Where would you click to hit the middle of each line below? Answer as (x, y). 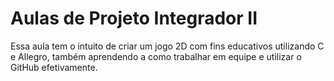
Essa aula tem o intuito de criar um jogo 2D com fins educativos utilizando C (167, 46)
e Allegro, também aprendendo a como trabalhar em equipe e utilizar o (156, 56)
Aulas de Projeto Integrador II (134, 18)
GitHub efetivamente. (54, 67)
